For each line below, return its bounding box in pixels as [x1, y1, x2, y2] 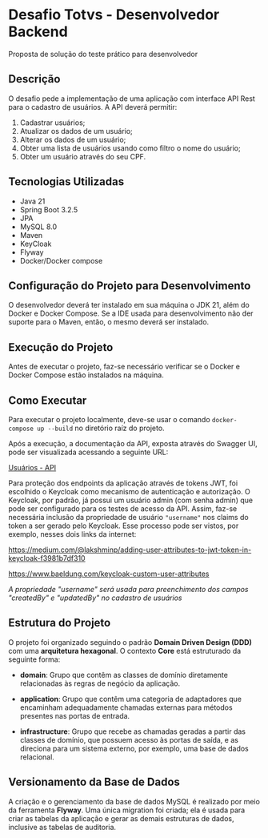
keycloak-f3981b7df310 [8, 554, 86, 562]
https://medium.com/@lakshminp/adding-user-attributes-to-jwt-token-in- [8, 545, 252, 554]
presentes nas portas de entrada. [19, 711, 130, 720]
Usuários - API [8, 463, 57, 472]
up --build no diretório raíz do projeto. [37, 423, 166, 433]
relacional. [19, 751, 54, 762]
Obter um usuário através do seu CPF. [19, 151, 146, 161]
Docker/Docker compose [19, 256, 103, 265]
